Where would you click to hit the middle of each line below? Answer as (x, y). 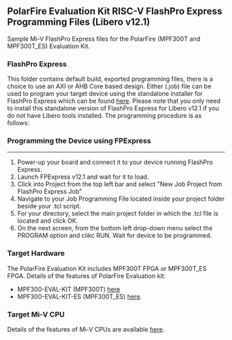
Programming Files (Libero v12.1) (79, 22)
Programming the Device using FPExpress (79, 141)
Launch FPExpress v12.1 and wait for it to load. (83, 177)
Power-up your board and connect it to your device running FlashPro (115, 162)
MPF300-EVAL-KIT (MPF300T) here (69, 289)
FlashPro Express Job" (50, 192)
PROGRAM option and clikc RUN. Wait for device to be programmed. (114, 236)
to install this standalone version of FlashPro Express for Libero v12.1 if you (113, 108)
